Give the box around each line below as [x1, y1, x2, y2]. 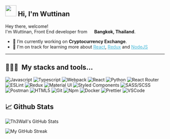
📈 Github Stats [5, 103, 54, 111]
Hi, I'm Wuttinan [17, 10, 70, 18]
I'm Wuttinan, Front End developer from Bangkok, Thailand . [5, 28, 136, 34]
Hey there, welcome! [5, 23, 49, 29]
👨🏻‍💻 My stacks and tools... [5, 63, 93, 72]
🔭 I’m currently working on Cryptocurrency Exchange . [12, 38, 127, 44]
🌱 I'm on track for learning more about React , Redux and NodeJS [12, 43, 148, 50]
